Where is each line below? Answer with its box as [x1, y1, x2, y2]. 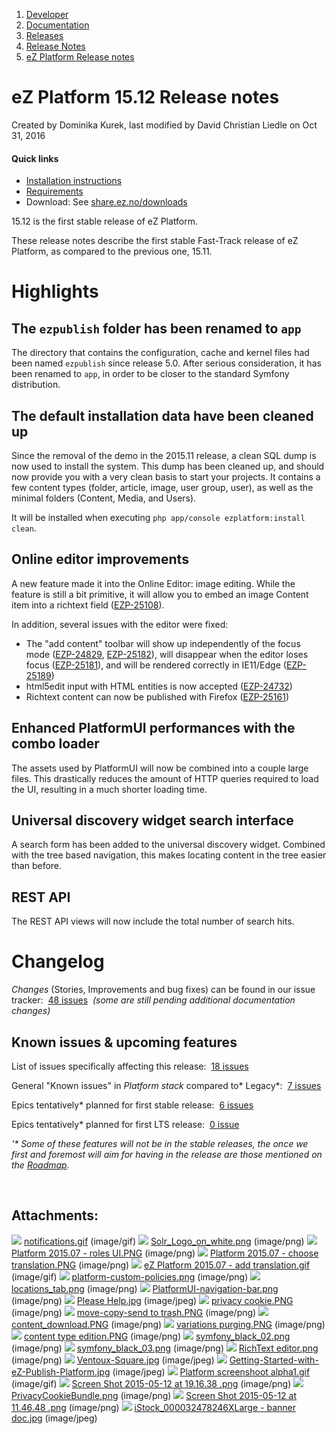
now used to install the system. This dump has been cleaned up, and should [11, 460, 325, 472]
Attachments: [11, 1207, 99, 1224]
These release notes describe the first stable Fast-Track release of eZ [11, 235, 299, 247]
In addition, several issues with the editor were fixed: [11, 618, 229, 630]
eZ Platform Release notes [25, 51, 135, 63]
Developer [25, 9, 69, 20]
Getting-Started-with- [229, 1354, 319, 1366]
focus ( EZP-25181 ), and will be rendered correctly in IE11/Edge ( [25, 659, 287, 671]
